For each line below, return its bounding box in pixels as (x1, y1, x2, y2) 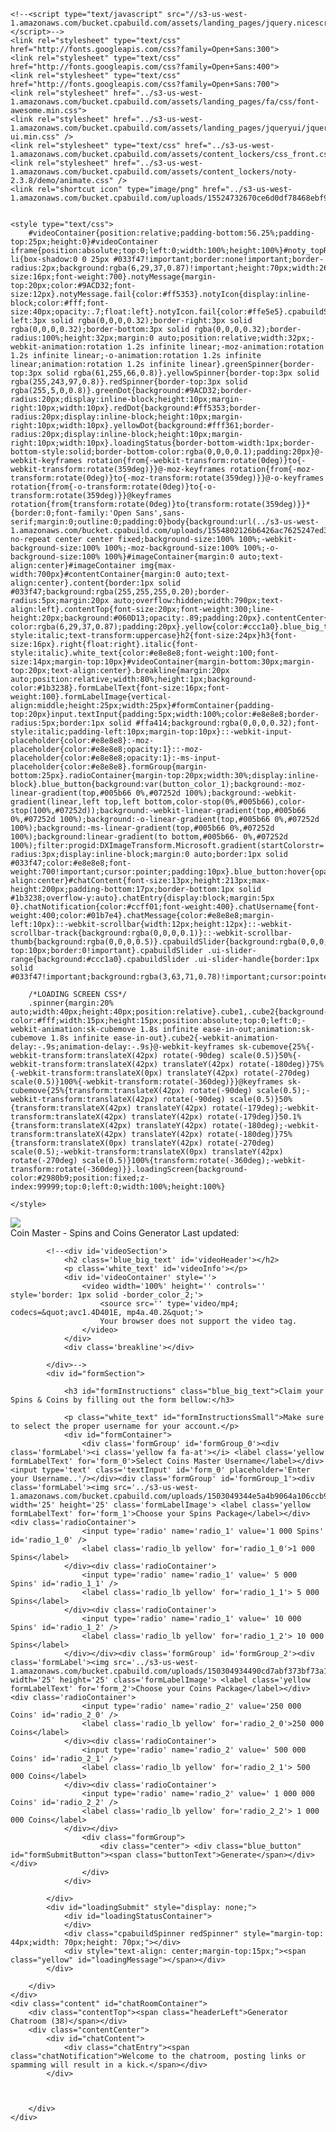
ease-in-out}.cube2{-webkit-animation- (113, 1033, 280, 1043)
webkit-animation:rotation (10, 342, 123, 352)
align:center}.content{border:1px (10, 578, 155, 588)
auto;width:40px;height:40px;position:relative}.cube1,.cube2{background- (10, 1007, 329, 1017)
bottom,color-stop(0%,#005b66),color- (144, 797, 307, 807)
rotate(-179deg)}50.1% (206, 1112, 302, 1122)
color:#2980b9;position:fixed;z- (10, 1173, 150, 1183)
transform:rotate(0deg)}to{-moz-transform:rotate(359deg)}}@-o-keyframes (10, 473, 325, 483)
